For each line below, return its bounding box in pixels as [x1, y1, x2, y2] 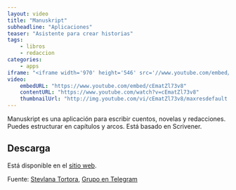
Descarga [7, 142, 51, 155]
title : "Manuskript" [7, 17, 68, 24]
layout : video [7, 10, 49, 18]
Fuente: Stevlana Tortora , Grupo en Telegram [7, 175, 138, 183]
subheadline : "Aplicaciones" [7, 23, 93, 30]
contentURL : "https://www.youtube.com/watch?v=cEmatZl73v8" [20, 89, 199, 96]
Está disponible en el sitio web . [7, 161, 97, 170]
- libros [20, 43, 46, 50]
